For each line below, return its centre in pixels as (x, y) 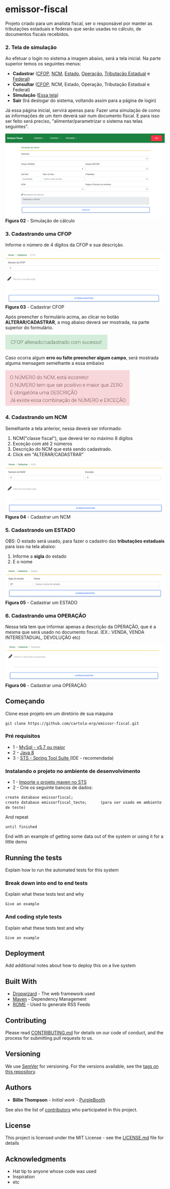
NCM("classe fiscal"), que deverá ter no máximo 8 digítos (73, 438)
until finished (21, 827)
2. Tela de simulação (31, 47)
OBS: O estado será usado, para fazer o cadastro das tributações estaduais (85, 541)
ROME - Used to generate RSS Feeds (51, 1005)
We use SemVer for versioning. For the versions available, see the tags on (82, 1066)
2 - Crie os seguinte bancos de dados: (53, 788)
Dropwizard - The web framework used (54, 994)
